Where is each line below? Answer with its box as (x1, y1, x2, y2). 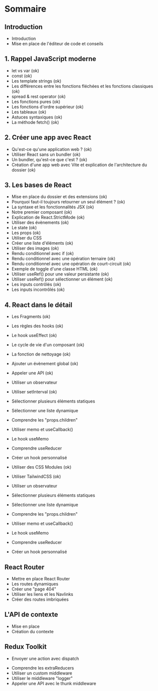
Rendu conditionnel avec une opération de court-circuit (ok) (11, 261, 131, 267)
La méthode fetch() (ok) (11, 119, 59, 125)
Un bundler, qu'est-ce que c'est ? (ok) (11, 156, 87, 162)
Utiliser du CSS (11, 235, 42, 241)
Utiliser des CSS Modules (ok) (11, 464, 72, 470)
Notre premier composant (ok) (11, 209, 72, 215)
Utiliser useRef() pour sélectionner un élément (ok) (11, 276, 113, 282)
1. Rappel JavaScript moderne (4, 55, 97, 63)
